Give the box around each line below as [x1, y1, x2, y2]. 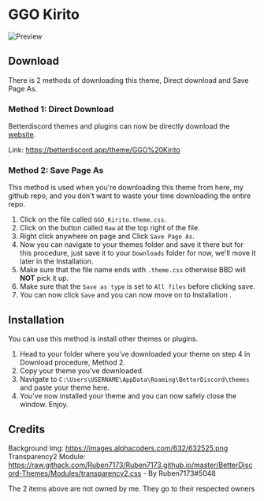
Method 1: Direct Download [8, 103, 114, 114]
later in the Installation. [19, 256, 94, 266]
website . [8, 130, 36, 140]
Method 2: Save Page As [8, 164, 104, 175]
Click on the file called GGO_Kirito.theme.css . [19, 215, 167, 224]
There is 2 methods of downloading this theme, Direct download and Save [8, 75, 249, 84]
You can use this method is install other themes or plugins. [8, 334, 199, 344]
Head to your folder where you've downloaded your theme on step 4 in [19, 350, 251, 359]
